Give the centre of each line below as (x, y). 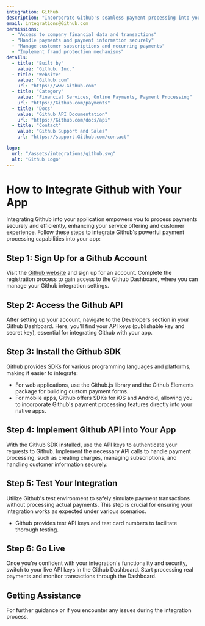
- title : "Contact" (37, 126)
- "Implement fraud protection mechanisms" (68, 52)
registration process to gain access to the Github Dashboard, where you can (102, 279)
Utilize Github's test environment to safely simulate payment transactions (98, 498)
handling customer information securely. (57, 464)
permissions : (23, 29)
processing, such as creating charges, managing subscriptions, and (92, 457)
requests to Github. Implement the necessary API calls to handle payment (99, 451)
